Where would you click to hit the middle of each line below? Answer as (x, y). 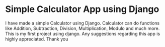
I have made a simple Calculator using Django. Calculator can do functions (82, 23)
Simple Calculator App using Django (82, 9)
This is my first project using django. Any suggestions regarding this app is (82, 33)
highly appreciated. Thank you (37, 39)
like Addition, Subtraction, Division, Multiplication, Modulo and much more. (82, 28)
